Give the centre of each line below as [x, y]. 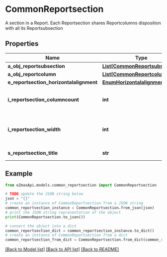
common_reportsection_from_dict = [41, 240]
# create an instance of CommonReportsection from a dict [66, 235]
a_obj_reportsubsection [37, 66]
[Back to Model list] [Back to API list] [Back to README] [62, 250]
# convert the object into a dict [41, 226]
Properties [22, 44]
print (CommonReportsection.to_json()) [45, 217]
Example [19, 174]
